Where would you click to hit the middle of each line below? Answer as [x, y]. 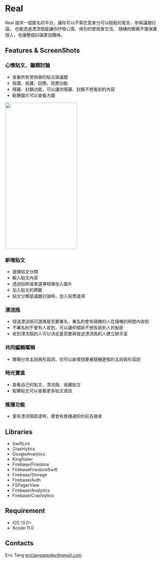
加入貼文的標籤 [27, 290]
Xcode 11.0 [23, 528]
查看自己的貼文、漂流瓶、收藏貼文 [46, 385]
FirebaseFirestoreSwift [35, 469]
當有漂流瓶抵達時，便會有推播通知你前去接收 [57, 416]
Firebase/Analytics [31, 490]
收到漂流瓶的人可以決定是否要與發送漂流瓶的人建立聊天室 [70, 334]
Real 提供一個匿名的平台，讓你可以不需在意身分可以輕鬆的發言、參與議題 [79, 22]
